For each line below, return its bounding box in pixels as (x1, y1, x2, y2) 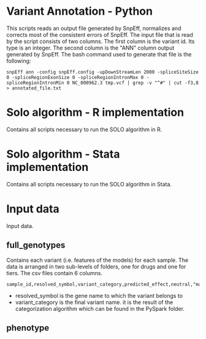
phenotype (6, 322, 50, 333)
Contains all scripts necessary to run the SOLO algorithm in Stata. (6, 180, 172, 188)
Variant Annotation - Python (6, 4, 153, 18)
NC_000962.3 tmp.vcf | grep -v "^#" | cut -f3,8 (72, 80, 199, 86)
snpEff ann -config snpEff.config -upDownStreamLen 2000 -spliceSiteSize (6, 69, 199, 75)
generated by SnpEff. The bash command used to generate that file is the (6, 50, 192, 58)
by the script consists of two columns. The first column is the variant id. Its (6, 37, 195, 45)
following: (6, 57, 31, 64)
